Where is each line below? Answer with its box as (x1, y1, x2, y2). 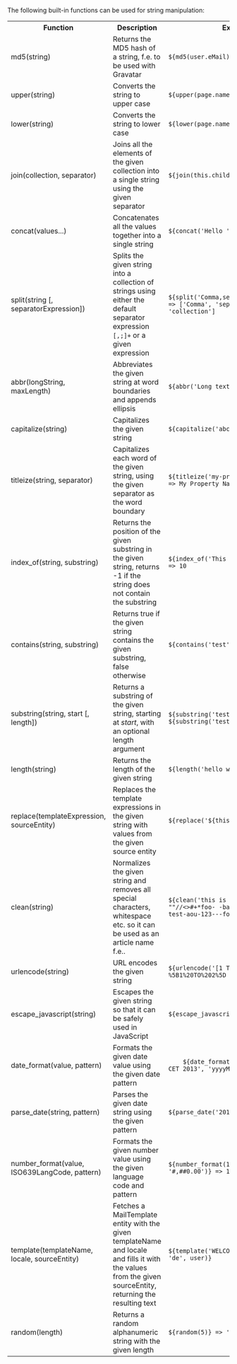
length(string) (11, 764, 56, 774)
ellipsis (112, 404, 136, 413)
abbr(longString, (11, 378, 66, 387)
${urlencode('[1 (168, 964, 223, 972)
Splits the (112, 251, 144, 260)
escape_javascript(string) (11, 1009, 97, 1019)
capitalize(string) (11, 424, 68, 433)
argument (112, 744, 145, 754)
